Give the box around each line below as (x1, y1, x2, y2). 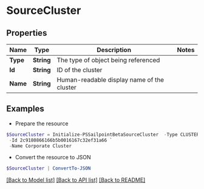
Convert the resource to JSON (15, 154, 91, 161)
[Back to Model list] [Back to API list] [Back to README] (6, 176, 146, 184)
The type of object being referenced (56, 56, 160, 64)
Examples (6, 104, 44, 114)
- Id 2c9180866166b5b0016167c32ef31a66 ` (8, 137, 113, 143)
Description (97, 46, 132, 54)
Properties (6, 28, 47, 38)
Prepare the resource (15, 119, 69, 127)
